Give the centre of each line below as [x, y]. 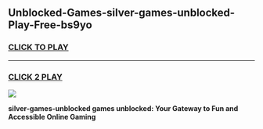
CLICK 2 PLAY [35, 77]
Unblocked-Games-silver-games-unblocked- [122, 13]
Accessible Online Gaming [52, 116]
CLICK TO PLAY [38, 48]
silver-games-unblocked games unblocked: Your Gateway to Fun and [123, 108]
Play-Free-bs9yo [50, 25]
